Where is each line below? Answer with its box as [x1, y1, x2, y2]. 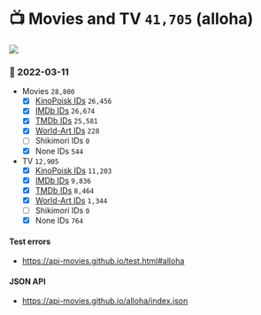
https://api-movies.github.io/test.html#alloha [21, 256, 185, 266]
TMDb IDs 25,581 [35, 115, 99, 126]
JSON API [9, 276, 46, 287]
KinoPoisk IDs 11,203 [35, 165, 112, 176]
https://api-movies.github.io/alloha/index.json [21, 295, 188, 306]
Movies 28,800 [21, 86, 75, 97]
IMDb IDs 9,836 [35, 175, 91, 185]
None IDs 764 [35, 215, 84, 225]
